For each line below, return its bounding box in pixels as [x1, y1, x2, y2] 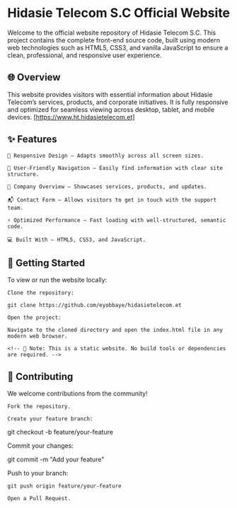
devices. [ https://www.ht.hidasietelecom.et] [7, 112, 135, 121]
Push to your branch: [7, 469, 69, 478]
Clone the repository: [7, 289, 74, 296]
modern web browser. [7, 333, 69, 340]
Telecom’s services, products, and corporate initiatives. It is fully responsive [7, 98, 229, 106]
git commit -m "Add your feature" [7, 455, 105, 464]
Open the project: [7, 314, 62, 321]
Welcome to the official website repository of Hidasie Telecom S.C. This [7, 28, 216, 37]
